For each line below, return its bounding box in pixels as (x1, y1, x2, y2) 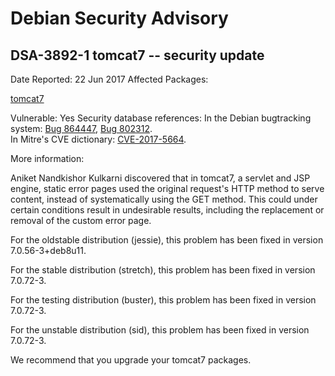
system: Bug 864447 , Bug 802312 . (10, 123, 153, 134)
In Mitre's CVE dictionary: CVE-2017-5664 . (10, 133, 187, 145)
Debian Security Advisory (10, 7, 229, 30)
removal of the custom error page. (10, 215, 152, 226)
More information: (10, 153, 85, 164)
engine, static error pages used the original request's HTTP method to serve (10, 183, 325, 194)
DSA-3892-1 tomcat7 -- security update (10, 47, 265, 64)
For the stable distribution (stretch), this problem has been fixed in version (10, 264, 316, 276)
